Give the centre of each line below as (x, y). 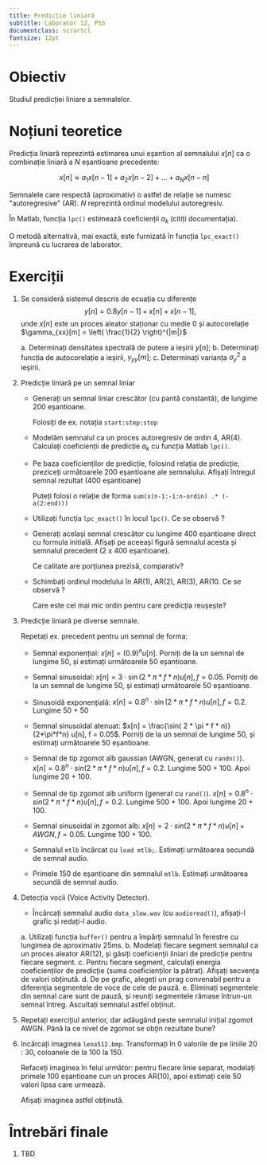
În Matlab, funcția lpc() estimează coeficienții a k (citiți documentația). (124, 219)
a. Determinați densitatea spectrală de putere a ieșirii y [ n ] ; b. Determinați (139, 347)
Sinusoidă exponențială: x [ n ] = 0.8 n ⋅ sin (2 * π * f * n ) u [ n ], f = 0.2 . (139, 702)
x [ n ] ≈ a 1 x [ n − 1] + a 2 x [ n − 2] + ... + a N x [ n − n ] (134, 178)
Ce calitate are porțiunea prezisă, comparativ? (108, 565)
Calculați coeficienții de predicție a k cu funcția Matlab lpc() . (131, 447)
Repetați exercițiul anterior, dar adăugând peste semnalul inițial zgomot (137, 1019)
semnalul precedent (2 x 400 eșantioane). (101, 550)
